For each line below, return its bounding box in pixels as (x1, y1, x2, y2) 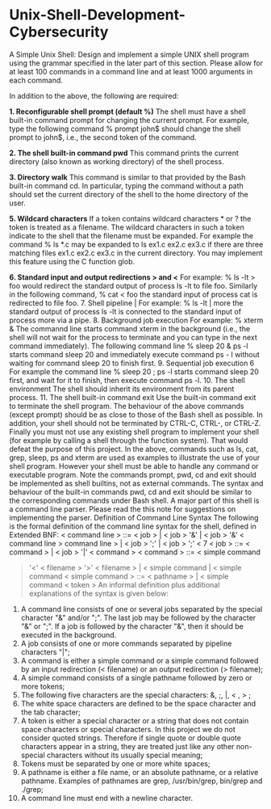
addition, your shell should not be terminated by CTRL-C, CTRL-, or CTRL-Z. (9, 418, 261, 428)
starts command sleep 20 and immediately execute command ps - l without (9, 349, 261, 359)
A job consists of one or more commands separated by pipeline (20, 638, 232, 648)
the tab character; (20, 707, 81, 717)
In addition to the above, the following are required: (9, 91, 179, 100)
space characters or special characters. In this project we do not (20, 724, 236, 734)
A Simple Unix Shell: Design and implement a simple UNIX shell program (9, 49, 249, 59)
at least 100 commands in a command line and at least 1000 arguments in (9, 66, 253, 76)
